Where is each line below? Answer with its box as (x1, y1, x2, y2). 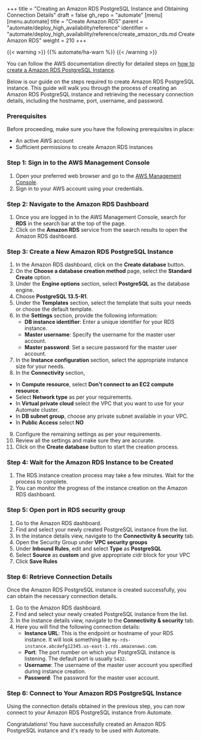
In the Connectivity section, (15, 369, 86, 377)
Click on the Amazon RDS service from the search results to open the (15, 226, 188, 233)
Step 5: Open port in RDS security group (7, 506, 126, 514)
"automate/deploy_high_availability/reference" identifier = (7, 24, 148, 31)
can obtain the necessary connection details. (7, 593, 118, 600)
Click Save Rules (15, 557, 58, 565)
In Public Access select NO (15, 419, 84, 426)
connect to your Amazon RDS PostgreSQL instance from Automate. (7, 709, 173, 716)
